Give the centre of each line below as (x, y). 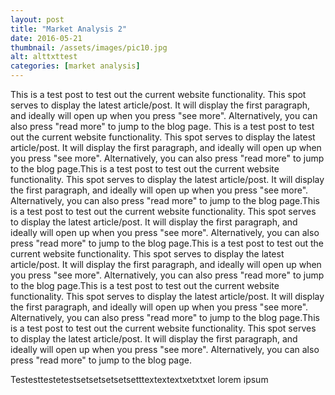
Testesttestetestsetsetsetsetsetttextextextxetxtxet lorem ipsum (139, 379)
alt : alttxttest (44, 57)
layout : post (37, 19)
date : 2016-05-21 (46, 38)
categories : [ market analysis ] (75, 66)
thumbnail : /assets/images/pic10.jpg (89, 47)
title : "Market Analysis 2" (69, 29)
